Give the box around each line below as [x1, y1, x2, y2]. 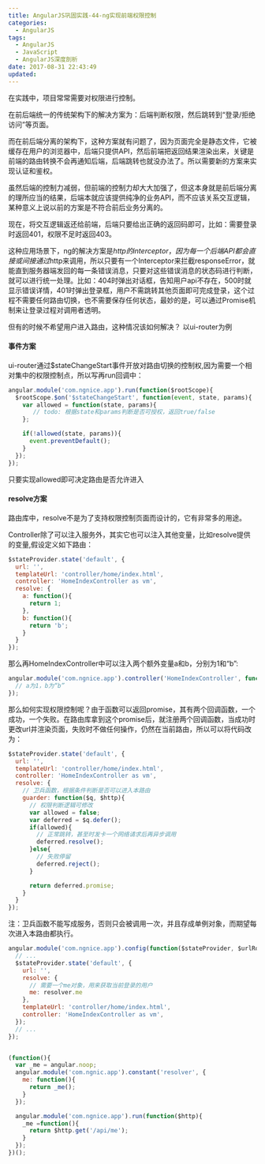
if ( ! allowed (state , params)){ [22, 430, 122, 438]
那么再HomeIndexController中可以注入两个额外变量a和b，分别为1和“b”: [8, 659, 239, 668]
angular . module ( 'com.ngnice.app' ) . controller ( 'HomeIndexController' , [8, 674, 242, 683]
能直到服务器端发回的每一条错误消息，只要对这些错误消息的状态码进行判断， [8, 265, 257, 275]
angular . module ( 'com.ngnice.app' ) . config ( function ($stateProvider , [8, 944, 235, 952]
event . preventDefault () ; [28, 437, 111, 445]
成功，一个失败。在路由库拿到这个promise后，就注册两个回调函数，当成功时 [8, 714, 256, 723]
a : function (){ [22, 592, 73, 600]
